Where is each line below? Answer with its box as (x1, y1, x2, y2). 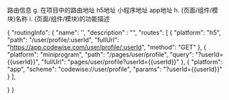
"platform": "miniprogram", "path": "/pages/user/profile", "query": (7, 50, 194, 59)
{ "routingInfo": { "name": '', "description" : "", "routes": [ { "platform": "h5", (7, 28, 221, 37)
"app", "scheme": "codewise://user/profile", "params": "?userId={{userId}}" (7, 65, 223, 73)
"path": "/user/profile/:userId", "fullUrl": (7, 36, 120, 43)
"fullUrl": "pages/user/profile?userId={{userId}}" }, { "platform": (41, 58, 223, 66)
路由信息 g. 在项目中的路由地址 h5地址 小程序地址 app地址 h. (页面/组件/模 (7, 6, 219, 14)
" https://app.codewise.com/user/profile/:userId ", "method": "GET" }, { (7, 43, 207, 51)
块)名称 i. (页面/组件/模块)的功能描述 (7, 14, 110, 23)
